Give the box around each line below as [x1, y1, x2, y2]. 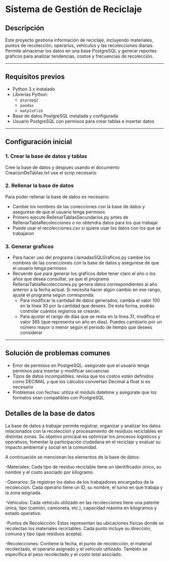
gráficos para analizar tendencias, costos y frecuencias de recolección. [5, 53, 154, 59]
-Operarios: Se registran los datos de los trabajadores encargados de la [5, 479, 154, 485]
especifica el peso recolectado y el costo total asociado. [5, 551, 122, 557]
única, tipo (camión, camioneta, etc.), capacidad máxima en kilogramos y [5, 504, 157, 511]
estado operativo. [5, 510, 42, 516]
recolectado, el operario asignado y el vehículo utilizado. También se [5, 546, 148, 552]
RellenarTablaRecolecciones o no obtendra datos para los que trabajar [12, 219, 158, 225]
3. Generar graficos [5, 243, 54, 250]
